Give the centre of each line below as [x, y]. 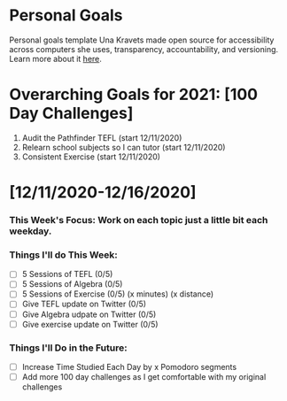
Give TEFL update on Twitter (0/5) [84, 304]
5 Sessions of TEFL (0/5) [67, 274]
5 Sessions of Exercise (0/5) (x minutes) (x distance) [118, 294]
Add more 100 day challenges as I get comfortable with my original [144, 377]
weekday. [31, 231]
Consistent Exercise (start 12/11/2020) [91, 157]
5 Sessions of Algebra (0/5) [72, 284]
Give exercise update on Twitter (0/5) [90, 324]
